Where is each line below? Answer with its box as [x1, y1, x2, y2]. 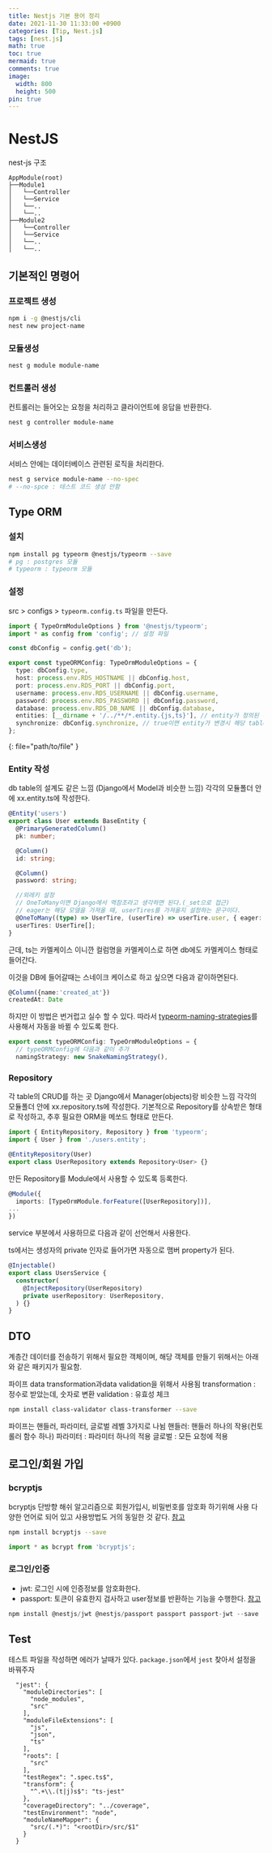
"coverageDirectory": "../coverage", [23, 1802, 151, 1810]
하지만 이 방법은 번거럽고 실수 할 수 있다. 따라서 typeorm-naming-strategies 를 [8, 1011, 258, 1021]
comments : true [8, 65, 60, 73]
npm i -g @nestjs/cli [8, 314, 82, 322]
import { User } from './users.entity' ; [8, 1136, 147, 1144]
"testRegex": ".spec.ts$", [23, 1773, 114, 1782]
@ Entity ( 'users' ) [8, 809, 67, 818]
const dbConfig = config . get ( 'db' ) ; [8, 644, 132, 653]
